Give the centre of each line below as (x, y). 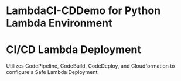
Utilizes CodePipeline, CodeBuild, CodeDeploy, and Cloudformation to (90, 66)
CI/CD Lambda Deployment (74, 50)
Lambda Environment (59, 23)
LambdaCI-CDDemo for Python (83, 11)
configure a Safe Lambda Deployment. (53, 72)
